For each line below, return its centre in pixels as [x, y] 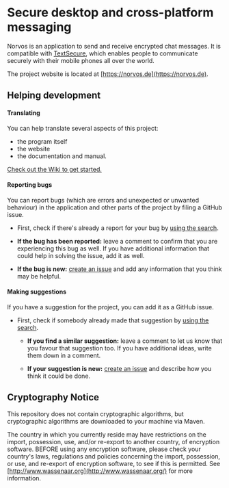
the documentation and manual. [62, 156]
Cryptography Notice [53, 397]
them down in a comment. [64, 355]
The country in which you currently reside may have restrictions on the [107, 434]
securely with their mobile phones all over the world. [81, 60]
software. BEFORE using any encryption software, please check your [104, 449]
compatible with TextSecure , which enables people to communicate [103, 53]
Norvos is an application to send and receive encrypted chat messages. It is [114, 46]
